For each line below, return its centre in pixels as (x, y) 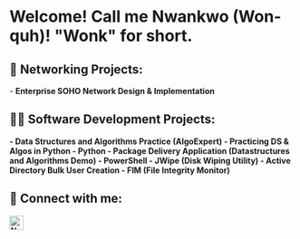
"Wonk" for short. (123, 36)
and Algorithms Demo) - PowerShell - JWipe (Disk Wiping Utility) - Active (150, 160)
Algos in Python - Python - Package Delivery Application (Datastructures (150, 150)
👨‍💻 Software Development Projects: (112, 119)
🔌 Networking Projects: (76, 69)
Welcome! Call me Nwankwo (119, 17)
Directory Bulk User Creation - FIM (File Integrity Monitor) (120, 170)
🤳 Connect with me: (66, 199)
